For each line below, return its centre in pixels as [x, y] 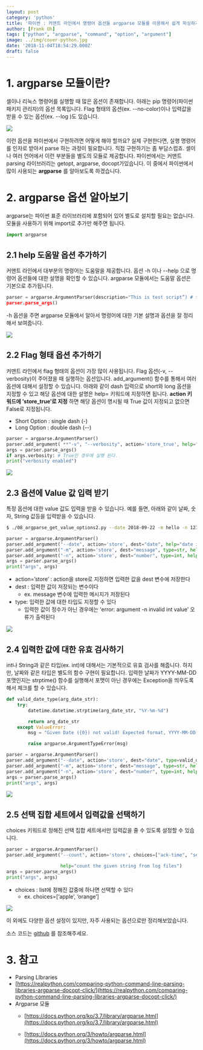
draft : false [23, 52]
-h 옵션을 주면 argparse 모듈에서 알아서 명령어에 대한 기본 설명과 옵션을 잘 [94, 315]
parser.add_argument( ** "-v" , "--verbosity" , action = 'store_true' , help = [101, 444]
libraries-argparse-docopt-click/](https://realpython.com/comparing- [101, 990]
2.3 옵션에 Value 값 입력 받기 [57, 493]
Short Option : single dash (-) [51, 421]
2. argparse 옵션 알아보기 [67, 197]
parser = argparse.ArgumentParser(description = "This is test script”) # [100, 298]
